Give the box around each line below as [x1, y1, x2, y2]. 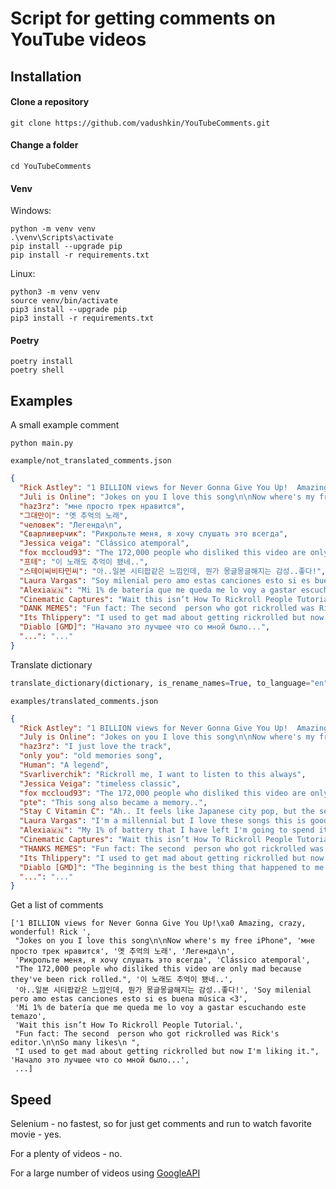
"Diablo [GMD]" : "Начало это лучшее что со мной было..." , [19, 622, 271, 632]
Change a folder [10, 139, 79, 151]
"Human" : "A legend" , [19, 760, 110, 771]
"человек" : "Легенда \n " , [19, 520, 123, 530]
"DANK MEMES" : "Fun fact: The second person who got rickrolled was [19, 603, 315, 614]
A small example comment [10, 419, 120, 431]
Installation [10, 68, 82, 85]
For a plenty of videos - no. [10, 1148, 123, 1160]
